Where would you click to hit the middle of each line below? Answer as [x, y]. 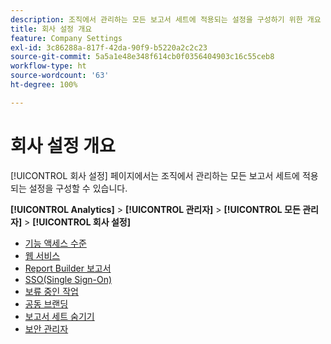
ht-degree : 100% [44, 85]
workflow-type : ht [48, 66]
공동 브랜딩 [46, 303]
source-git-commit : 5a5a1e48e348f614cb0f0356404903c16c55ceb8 [142, 57]
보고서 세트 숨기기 [59, 316]
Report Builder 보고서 [68, 268]
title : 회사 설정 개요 [51, 29]
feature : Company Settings [66, 38]
